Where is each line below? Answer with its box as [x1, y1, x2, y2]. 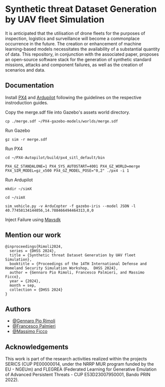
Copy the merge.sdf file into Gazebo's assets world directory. [5, 109, 130, 115]
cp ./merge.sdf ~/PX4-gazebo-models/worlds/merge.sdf [5, 118, 119, 124]
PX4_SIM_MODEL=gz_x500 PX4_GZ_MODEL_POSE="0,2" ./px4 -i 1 [5, 168, 129, 173]
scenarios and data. [5, 67, 45, 73]
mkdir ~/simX [5, 186, 32, 191]
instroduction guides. [5, 100, 48, 106]
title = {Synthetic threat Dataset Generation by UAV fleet [9, 253, 136, 258]
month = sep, [9, 283, 37, 288]
